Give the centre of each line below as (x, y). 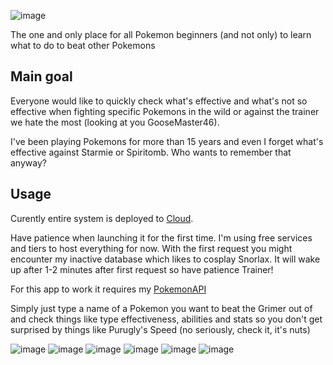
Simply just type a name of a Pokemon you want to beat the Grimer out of (161, 308)
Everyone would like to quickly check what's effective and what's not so (159, 101)
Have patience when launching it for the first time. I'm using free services (161, 237)
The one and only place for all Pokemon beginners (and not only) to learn (161, 34)
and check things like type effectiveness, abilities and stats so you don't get (166, 319)
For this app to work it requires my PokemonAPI (108, 289)
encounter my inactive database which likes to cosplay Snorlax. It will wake (165, 259)
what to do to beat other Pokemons (83, 45)
